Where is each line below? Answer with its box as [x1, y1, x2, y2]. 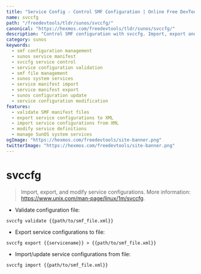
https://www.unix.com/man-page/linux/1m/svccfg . [20, 194, 145, 201]
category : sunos [6, 37, 47, 43]
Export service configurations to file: [14, 228, 105, 236]
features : [6, 103, 31, 110]
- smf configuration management [11, 48, 93, 54]
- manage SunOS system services [11, 131, 93, 138]
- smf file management [11, 70, 68, 76]
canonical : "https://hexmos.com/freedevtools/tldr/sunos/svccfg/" [6, 25, 175, 32]
